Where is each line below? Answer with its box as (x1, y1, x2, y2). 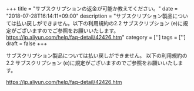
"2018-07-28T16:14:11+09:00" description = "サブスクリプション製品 (6, 12, 173, 19)
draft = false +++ (6, 40, 48, 47)
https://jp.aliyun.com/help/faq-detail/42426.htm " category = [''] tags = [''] (6, 34, 186, 41)
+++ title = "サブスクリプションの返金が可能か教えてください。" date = (6, 5, 178, 12)
